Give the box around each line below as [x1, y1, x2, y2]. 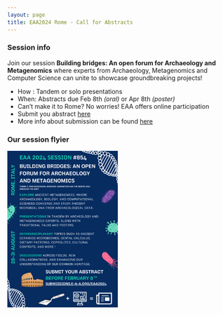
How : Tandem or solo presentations [17, 87, 123, 95]
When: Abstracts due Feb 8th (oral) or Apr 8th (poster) [17, 95, 175, 103]
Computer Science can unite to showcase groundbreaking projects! [7, 74, 203, 82]
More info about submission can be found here [17, 116, 153, 126]
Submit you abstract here [17, 109, 91, 118]
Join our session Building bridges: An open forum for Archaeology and [7, 58, 216, 67]
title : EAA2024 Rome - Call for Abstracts [7, 18, 133, 26]
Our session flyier [7, 134, 69, 144]
